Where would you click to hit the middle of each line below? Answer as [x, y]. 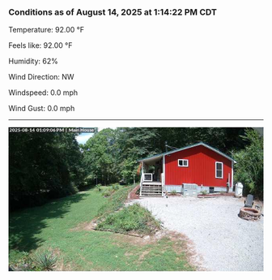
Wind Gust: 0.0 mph [42, 109]
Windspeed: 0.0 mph [43, 93]
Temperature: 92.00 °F [47, 30]
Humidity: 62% [33, 61]
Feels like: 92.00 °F [40, 45]
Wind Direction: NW [41, 77]
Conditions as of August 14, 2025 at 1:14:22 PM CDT [113, 12]
